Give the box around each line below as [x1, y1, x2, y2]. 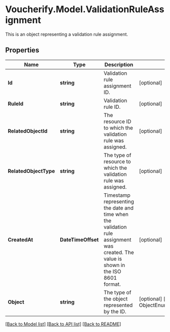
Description [104, 61, 134, 68]
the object [103, 295, 128, 302]
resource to [103, 158, 131, 165]
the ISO [103, 268, 121, 275]
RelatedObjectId [8, 127, 48, 134]
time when [103, 210, 129, 218]
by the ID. [103, 308, 126, 315]
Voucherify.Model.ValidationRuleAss [5, 4, 164, 15]
